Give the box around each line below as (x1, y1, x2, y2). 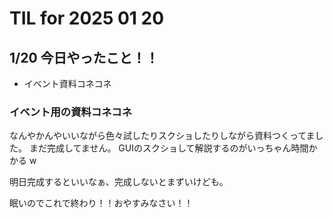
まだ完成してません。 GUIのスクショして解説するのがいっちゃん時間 (28, 142, 309, 154)
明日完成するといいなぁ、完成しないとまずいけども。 (9, 176, 229, 188)
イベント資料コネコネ (23, 78, 112, 89)
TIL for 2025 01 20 (9, 7, 165, 30)
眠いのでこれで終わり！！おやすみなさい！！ (9, 197, 194, 209)
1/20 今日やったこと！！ (9, 49, 159, 66)
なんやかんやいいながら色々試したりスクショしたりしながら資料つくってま (9, 130, 316, 142)
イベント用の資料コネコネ (9, 105, 132, 119)
